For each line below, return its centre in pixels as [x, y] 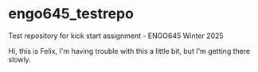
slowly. [20, 59]
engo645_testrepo [71, 14]
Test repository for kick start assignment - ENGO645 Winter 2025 [116, 36]
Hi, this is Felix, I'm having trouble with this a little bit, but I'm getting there [129, 51]
